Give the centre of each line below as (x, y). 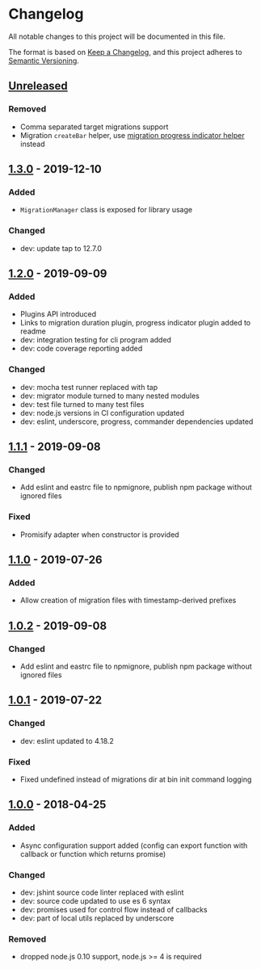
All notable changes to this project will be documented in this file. (117, 36)
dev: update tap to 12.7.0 (61, 248)
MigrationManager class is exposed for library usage (106, 210)
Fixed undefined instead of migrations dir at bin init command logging (136, 779)
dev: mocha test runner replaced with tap (89, 387)
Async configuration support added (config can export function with (134, 845)
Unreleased (38, 86)
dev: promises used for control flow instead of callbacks (114, 909)
